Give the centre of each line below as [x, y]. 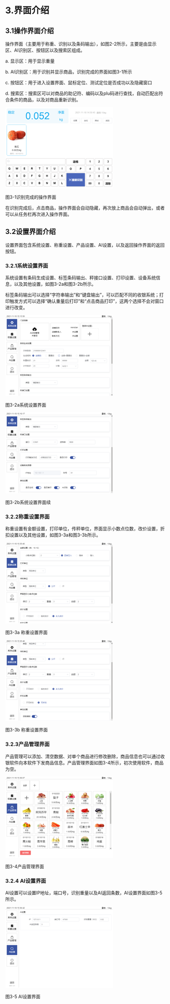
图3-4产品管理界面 [25, 866]
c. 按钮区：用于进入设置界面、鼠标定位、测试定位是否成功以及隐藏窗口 [79, 82]
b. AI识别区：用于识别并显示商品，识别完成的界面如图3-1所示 [69, 72]
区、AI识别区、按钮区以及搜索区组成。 [45, 50]
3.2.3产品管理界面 [27, 744]
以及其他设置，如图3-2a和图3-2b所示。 [55, 284]
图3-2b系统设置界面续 [28, 503]
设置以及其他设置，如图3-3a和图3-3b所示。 [55, 535]
